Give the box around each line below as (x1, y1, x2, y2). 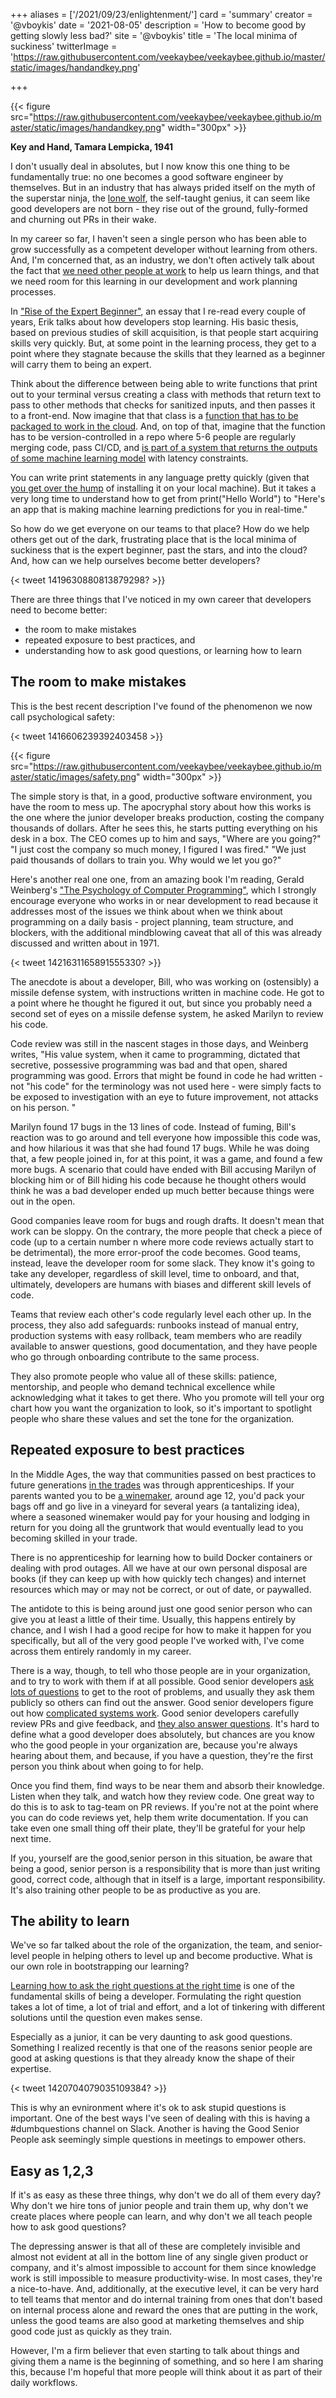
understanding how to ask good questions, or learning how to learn (24, 645, 303, 656)
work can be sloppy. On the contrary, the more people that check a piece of (10, 1225, 323, 1237)
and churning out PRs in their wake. (10, 214, 157, 225)
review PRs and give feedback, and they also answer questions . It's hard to (10, 1717, 320, 1729)
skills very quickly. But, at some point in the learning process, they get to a (10, 337, 317, 349)
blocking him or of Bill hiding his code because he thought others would (10, 1174, 307, 1186)
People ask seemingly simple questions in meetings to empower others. (10, 2134, 307, 2146)
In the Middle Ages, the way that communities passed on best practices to (10, 1468, 317, 1480)
